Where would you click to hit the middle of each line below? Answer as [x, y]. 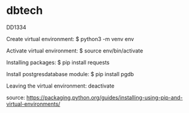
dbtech [25, 11]
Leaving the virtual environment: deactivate [61, 86]
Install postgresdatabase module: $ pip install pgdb [70, 74]
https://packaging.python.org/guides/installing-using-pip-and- [104, 97]
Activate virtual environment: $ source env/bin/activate [75, 50]
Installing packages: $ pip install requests [58, 62]
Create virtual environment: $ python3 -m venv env [70, 39]
